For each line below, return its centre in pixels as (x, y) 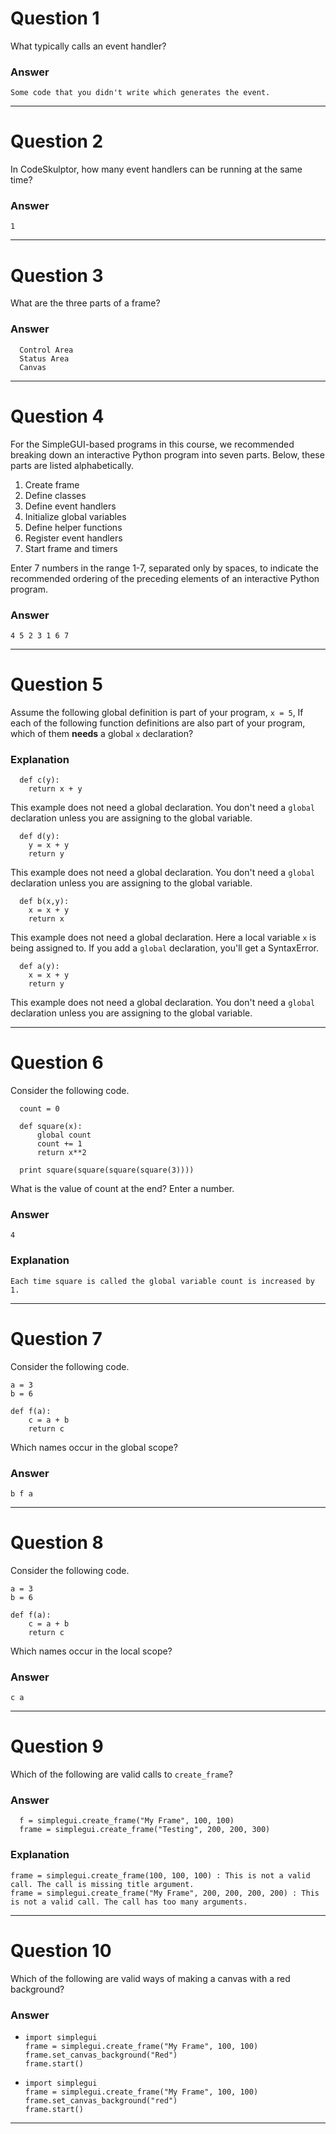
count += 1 (59, 1144)
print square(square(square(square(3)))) (107, 1170)
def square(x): (51, 1127)
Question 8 (57, 1543)
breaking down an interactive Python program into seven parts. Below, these (167, 454)
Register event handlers (73, 538)
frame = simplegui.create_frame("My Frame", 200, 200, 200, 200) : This (165, 1893)
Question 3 (57, 275)
